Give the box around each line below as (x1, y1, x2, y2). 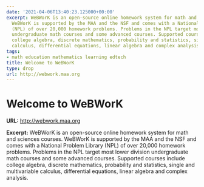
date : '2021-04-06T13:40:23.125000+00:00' (6, 8, 115, 15)
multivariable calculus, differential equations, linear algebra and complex (6, 168, 188, 175)
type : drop (6, 65, 34, 72)
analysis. (6, 174, 29, 182)
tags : (6, 49, 20, 55)
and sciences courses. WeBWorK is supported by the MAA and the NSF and (6, 135, 197, 143)
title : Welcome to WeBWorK (6, 59, 75, 66)
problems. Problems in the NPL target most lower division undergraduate (6, 148, 189, 155)
